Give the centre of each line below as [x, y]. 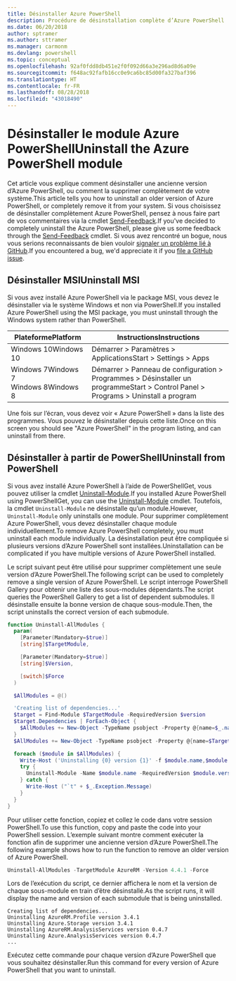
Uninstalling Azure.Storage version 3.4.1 [70, 924]
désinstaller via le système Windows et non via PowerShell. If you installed [114, 304]
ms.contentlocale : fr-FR [44, 86]
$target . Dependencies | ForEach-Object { [75, 722]
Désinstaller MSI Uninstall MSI [74, 280]
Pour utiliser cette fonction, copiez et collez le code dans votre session [110, 820]
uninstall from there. [36, 436]
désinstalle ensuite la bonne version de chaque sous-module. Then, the [110, 604]
